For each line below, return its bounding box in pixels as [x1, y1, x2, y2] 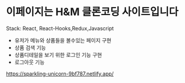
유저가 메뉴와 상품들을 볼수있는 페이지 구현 [14, 37, 112, 44]
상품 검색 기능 [14, 44, 46, 51]
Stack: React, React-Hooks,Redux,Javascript [6, 24, 114, 32]
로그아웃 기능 [14, 59, 45, 66]
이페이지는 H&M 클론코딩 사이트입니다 [6, 5, 179, 19]
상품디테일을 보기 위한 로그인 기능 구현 [14, 51, 102, 58]
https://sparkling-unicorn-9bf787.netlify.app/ [6, 70, 114, 77]
